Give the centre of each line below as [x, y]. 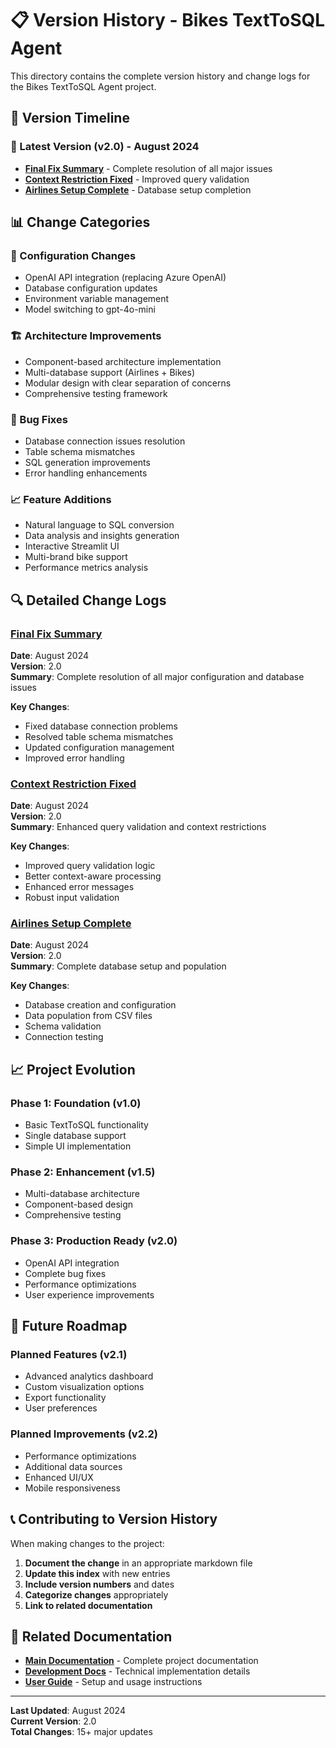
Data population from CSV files [88, 1016]
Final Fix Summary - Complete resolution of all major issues [148, 168]
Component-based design [79, 1204]
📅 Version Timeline [70, 118]
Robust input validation [72, 898]
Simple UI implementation [78, 1146]
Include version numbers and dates [99, 1584]
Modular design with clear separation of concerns [128, 383]
